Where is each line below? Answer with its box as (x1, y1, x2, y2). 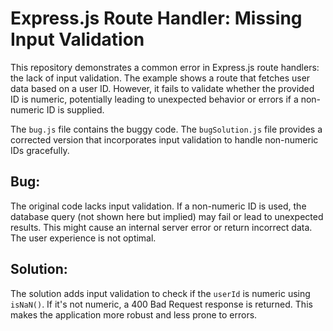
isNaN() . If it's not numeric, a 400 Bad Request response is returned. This (10, 298, 313, 310)
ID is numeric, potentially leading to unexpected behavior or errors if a (10, 93, 299, 105)
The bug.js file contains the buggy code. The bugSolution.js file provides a (10, 123, 323, 135)
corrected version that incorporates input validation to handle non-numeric (10, 133, 319, 146)
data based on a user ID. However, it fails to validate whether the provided (10, 82, 315, 94)
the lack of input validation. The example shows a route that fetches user (10, 72, 311, 84)
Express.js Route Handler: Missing (10, 7, 303, 30)
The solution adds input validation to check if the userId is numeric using (10, 287, 311, 299)
